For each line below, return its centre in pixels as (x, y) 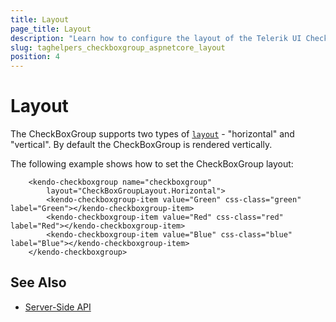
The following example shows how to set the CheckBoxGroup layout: (152, 164)
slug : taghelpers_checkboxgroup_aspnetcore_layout (118, 47)
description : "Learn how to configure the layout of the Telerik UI (156, 38)
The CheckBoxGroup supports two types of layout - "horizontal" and (152, 134)
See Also (38, 282)
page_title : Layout (51, 29)
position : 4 (35, 57)
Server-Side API (58, 307)
